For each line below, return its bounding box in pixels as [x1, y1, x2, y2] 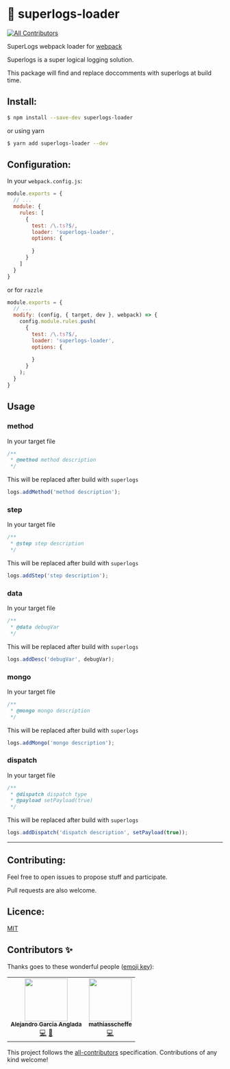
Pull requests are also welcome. [7, 886, 97, 894]
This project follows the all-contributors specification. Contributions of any [7, 1048, 218, 1056]
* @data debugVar [10, 624, 60, 631]
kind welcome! [7, 1055, 49, 1064]
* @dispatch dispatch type [10, 790, 88, 798]
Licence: [7, 906, 45, 918]
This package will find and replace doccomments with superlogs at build [7, 69, 212, 77]
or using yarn [7, 126, 44, 134]
